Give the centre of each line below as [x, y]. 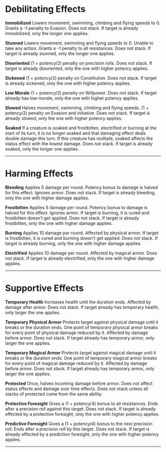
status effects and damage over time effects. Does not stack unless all [77, 389]
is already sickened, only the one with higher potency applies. [68, 83]
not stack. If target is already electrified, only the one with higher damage [80, 258]
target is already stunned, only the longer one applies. [60, 54]
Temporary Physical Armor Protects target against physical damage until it [82, 322]
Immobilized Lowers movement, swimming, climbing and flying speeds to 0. [83, 23]
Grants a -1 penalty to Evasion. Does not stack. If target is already [72, 28]
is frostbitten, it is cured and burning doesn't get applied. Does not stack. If [82, 238]
